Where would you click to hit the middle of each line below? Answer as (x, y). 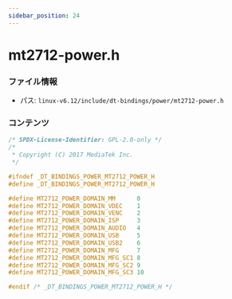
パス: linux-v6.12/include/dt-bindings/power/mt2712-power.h (122, 100)
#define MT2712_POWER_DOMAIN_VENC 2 (75, 213)
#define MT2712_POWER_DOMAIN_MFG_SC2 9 (75, 265)
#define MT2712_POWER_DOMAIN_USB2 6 (75, 243)
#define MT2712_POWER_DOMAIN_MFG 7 (75, 250)
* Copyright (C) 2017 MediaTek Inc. (73, 155)
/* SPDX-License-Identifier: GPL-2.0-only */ (85, 140)
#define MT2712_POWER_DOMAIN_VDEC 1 (75, 206)
